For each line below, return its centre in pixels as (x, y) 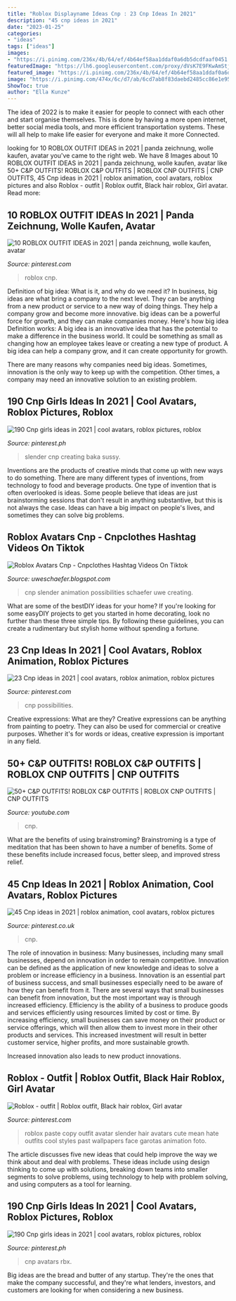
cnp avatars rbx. (48, 1261)
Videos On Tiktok (46, 548)
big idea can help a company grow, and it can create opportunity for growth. (118, 351)
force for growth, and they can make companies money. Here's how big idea (118, 321)
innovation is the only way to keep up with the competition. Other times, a (113, 372)
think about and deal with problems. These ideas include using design (109, 1162)
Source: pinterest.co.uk (41, 926)
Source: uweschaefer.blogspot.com (59, 578)
